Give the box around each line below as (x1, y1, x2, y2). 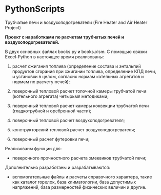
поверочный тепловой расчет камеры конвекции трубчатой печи (12, 103, 149, 108)
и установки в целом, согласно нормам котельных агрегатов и (12, 73, 144, 79)
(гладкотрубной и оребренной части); (12, 108, 92, 114)
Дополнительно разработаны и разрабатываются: (5, 164, 111, 170)
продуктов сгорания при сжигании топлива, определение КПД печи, (12, 68, 156, 74)
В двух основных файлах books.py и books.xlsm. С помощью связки (5, 49, 147, 54)
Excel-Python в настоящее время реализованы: (5, 53, 104, 59)
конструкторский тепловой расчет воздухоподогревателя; (12, 126, 136, 132)
